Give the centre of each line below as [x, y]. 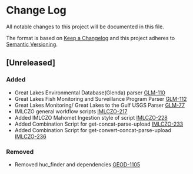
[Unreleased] [31, 63]
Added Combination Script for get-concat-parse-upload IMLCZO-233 [99, 124]
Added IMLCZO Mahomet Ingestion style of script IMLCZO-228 [91, 117]
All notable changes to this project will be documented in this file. [85, 27]
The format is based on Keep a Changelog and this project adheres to [91, 38]
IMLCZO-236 [30, 136]
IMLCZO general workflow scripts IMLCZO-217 [71, 111]
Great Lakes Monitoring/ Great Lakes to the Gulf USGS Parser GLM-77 [100, 105]
